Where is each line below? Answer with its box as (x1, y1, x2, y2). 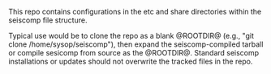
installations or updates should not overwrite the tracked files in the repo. (8, 56, 253, 66)
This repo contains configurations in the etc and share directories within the (8, 7, 262, 16)
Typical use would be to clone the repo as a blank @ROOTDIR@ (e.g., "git (8, 31, 254, 40)
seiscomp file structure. (8, 15, 88, 25)
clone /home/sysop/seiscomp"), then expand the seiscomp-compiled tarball (8, 39, 264, 49)
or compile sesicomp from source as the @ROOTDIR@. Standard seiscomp (8, 48, 260, 57)
